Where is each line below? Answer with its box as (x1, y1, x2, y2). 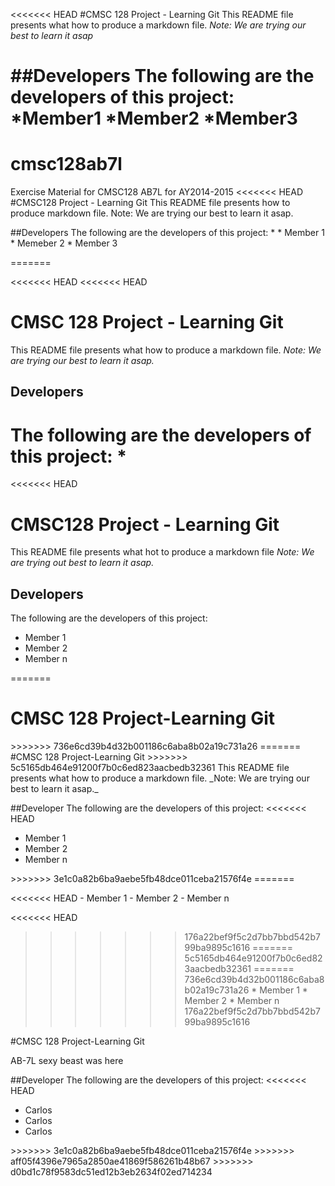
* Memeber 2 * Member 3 (10, 237, 118, 249)
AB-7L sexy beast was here (10, 1055, 124, 1067)
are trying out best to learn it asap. (10, 557, 155, 569)
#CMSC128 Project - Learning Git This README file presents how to (10, 197, 291, 209)
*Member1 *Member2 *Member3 (10, 107, 298, 130)
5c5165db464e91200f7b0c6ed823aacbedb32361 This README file (10, 762, 290, 774)
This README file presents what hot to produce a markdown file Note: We (10, 546, 315, 558)
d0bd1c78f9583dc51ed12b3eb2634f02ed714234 (10, 1166, 213, 1178)
